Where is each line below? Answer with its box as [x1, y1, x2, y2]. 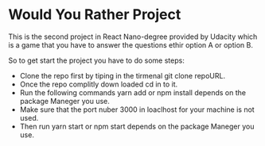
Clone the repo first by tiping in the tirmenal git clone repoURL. [19, 71, 225, 80]
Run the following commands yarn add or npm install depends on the [19, 87, 247, 97]
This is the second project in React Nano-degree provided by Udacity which [8, 32, 258, 41]
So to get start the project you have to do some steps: [8, 56, 185, 65]
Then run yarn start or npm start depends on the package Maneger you [19, 121, 255, 131]
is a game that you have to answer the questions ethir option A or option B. [8, 40, 253, 49]
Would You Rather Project [8, 6, 181, 24]
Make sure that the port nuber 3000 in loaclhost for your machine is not [19, 105, 255, 114]
